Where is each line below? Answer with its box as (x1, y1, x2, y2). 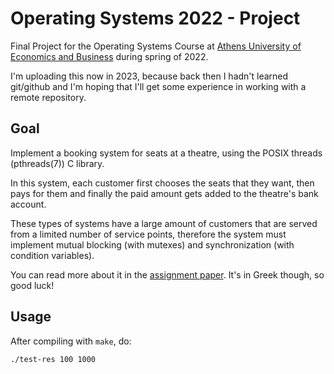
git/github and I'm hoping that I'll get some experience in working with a (10, 80, 307, 92)
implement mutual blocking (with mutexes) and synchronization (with (10, 238, 295, 251)
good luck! (10, 279, 55, 291)
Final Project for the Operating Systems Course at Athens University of (10, 40, 302, 52)
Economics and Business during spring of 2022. (10, 50, 209, 62)
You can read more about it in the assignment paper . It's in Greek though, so (10, 268, 325, 281)
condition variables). (10, 249, 95, 261)
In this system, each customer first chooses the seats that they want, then (10, 177, 315, 189)
